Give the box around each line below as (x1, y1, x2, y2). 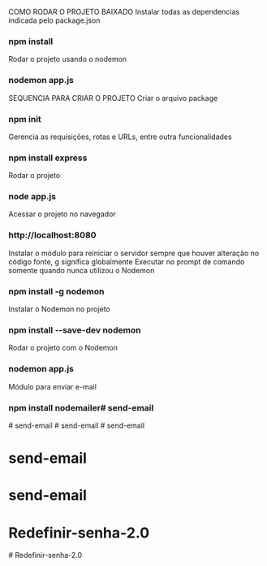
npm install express (8, 152, 88, 163)
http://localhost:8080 (8, 229, 97, 241)
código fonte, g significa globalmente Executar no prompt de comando (8, 256, 245, 267)
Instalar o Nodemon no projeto (8, 304, 111, 314)
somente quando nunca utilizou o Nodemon (8, 265, 155, 275)
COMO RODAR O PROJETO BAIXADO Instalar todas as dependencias (8, 7, 240, 16)
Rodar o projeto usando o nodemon (8, 54, 127, 64)
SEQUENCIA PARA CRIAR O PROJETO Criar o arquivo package (8, 93, 218, 102)
